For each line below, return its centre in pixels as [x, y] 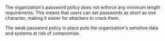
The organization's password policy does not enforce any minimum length [83, 7]
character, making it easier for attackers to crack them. [63, 18]
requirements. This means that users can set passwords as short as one [81, 13]
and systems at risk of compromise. [43, 33]
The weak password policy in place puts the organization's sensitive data [82, 28]
